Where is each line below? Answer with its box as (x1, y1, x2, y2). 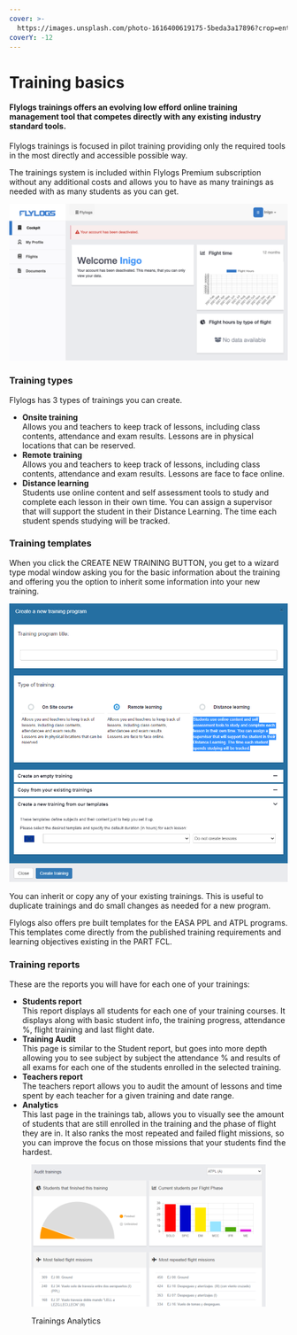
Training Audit (21, 1033, 77, 1044)
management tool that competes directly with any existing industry (9, 112, 262, 122)
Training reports (9, 959, 80, 971)
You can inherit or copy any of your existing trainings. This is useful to (9, 891, 263, 902)
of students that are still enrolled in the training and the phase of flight (21, 1118, 277, 1129)
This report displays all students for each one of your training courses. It (21, 1005, 286, 1016)
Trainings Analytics (31, 1316, 102, 1326)
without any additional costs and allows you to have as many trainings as (9, 176, 274, 187)
